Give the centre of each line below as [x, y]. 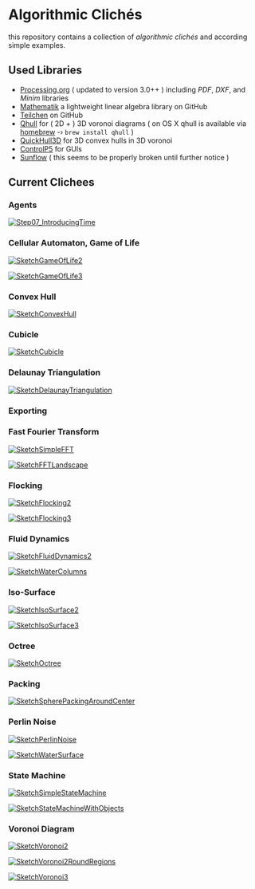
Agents [23, 205]
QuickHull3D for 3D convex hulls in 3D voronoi [96, 140]
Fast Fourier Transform [54, 432]
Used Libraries [45, 71]
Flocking [25, 486]
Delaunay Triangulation [55, 372]
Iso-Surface [32, 592]
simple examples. [37, 45]
